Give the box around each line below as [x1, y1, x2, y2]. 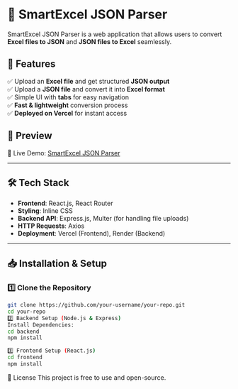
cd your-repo [7, 308, 46, 315]
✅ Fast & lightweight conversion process [7, 101, 128, 109]
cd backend [7, 328, 40, 335]
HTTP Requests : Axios [17, 221, 85, 230]
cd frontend [7, 354, 42, 361]
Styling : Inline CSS [17, 207, 73, 215]
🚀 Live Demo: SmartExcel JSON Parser [7, 148, 120, 157]
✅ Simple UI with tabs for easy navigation [7, 92, 130, 102]
